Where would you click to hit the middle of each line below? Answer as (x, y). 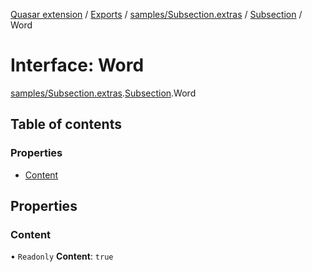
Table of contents (66, 124)
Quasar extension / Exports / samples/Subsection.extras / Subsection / (156, 14)
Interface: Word (77, 65)
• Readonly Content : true (62, 256)
